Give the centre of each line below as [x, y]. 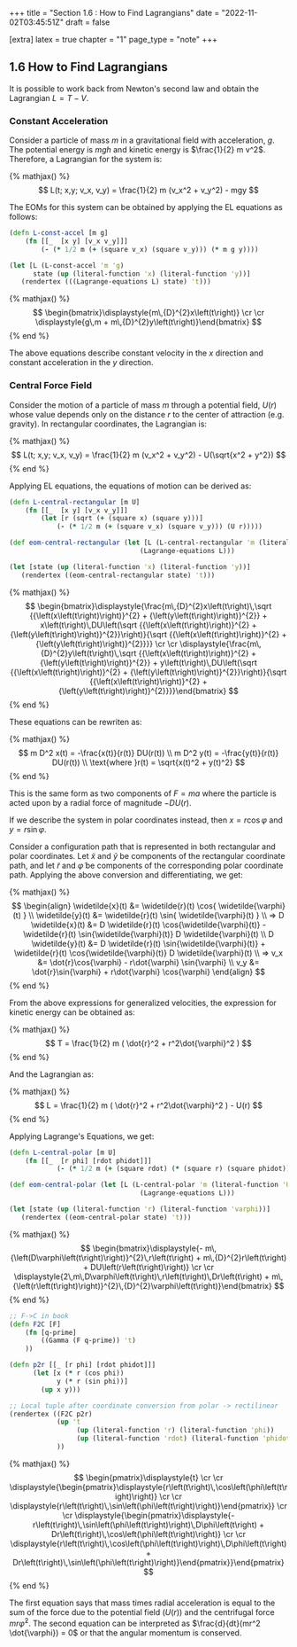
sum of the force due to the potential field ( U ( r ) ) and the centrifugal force [142, 1612]
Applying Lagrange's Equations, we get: [82, 1136]
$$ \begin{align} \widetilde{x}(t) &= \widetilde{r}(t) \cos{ [114, 905]
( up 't [69, 1422]
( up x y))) [61, 1389]
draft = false [88, 22]
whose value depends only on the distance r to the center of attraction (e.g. [147, 414]
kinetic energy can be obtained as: [72, 1012]
